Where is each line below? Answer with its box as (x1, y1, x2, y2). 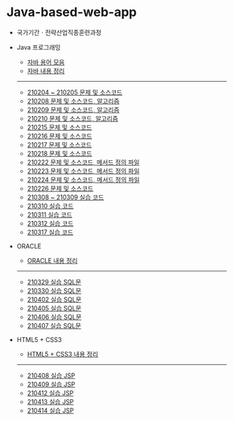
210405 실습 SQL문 (27, 304, 82, 312)
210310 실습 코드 (27, 201, 74, 210)
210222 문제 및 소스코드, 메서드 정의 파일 (27, 158, 140, 166)
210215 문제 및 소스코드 (27, 123, 92, 131)
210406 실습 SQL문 (27, 313, 82, 321)
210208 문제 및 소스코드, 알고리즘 (27, 97, 120, 105)
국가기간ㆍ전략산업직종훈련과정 (16, 28, 102, 36)
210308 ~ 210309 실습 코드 (27, 193, 104, 201)
